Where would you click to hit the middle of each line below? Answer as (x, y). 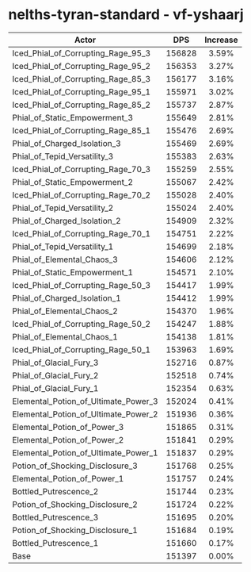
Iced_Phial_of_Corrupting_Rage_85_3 (82, 79)
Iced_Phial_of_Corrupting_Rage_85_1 (82, 130)
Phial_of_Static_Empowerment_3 (72, 117)
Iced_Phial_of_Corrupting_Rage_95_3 (82, 53)
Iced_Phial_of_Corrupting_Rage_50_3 (82, 285)
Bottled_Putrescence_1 (55, 543)
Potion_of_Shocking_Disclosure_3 (75, 466)
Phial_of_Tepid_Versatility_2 (63, 208)
